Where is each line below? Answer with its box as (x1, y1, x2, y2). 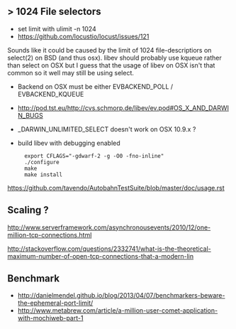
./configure (24, 158, 60, 166)
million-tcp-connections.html (7, 230, 92, 239)
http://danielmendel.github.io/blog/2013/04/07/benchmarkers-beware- (17, 291, 225, 300)
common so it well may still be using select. (7, 68, 135, 77)
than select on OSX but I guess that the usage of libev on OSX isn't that (7, 60, 215, 70)
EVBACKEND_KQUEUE (17, 90, 84, 98)
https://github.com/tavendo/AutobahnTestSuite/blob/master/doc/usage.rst (7, 183, 225, 192)
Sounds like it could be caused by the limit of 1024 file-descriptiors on (7, 45, 212, 54)
